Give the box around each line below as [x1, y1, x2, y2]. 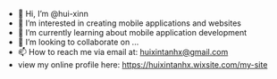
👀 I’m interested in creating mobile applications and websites [17, 18, 241, 28]
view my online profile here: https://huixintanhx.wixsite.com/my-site [17, 59, 268, 70]
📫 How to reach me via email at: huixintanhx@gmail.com [17, 47, 229, 57]
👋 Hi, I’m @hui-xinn [17, 9, 89, 19]
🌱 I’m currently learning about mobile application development [17, 28, 248, 37]
